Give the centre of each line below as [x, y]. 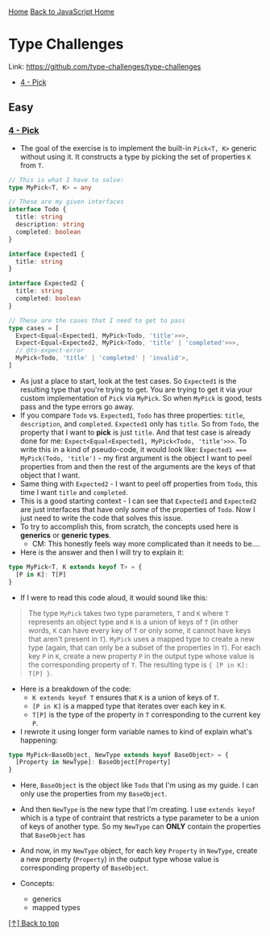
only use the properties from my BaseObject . [93, 794]
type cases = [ [34, 328]
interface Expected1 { [46, 254]
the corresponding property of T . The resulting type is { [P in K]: [138, 664]
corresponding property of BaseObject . [84, 868]
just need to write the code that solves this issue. [101, 518]
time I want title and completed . [74, 492]
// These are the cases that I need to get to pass [97, 320]
